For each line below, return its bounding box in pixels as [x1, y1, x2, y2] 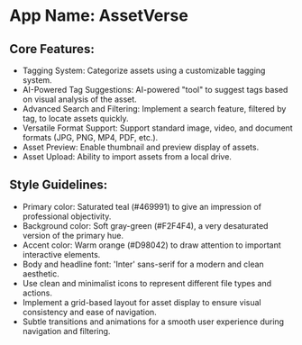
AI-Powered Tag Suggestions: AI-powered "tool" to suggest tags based [22, 85, 288, 95]
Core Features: [9, 41, 95, 57]
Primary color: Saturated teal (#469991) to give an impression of [22, 201, 262, 212]
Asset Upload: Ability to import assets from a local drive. [22, 151, 233, 162]
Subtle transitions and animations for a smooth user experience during [22, 316, 285, 327]
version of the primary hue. [22, 230, 124, 241]
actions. [22, 287, 52, 298]
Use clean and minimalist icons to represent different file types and [22, 277, 272, 288]
